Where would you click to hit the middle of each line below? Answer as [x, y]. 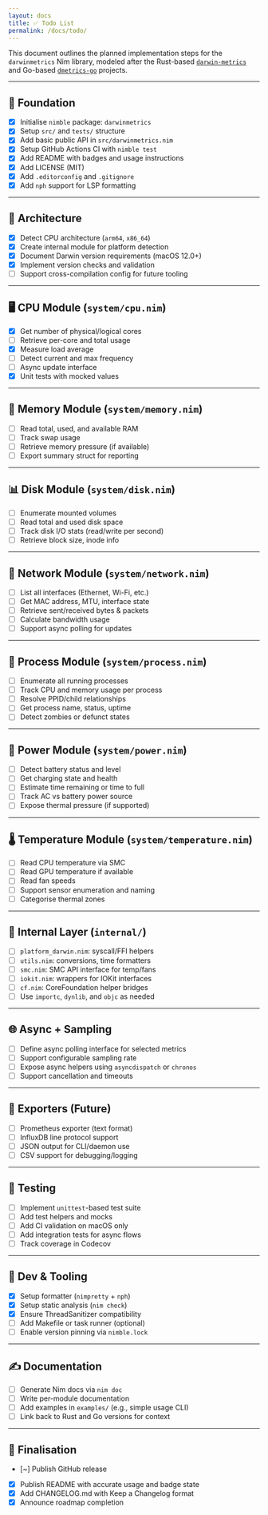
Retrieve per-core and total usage [75, 340]
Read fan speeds [47, 881]
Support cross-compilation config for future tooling [104, 273]
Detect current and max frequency [77, 358]
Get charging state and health [69, 778]
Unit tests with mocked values [69, 376]
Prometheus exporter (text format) [76, 1128]
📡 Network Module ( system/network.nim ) [109, 573]
